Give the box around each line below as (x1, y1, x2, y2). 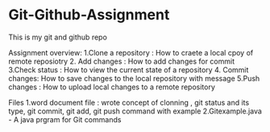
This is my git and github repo (8, 32, 107, 42)
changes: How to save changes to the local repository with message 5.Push (8, 73, 260, 83)
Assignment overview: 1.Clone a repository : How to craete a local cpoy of (8, 47, 254, 57)
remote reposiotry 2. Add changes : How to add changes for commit (8, 56, 235, 66)
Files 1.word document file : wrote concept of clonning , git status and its (8, 97, 250, 107)
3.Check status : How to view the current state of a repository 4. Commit (8, 64, 249, 74)
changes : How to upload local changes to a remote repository (8, 82, 216, 92)
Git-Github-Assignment (8, 6, 170, 24)
